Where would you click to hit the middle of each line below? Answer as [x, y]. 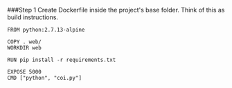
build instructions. [33, 17]
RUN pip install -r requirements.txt [62, 60]
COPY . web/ [24, 42]
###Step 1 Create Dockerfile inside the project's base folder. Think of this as [116, 10]
